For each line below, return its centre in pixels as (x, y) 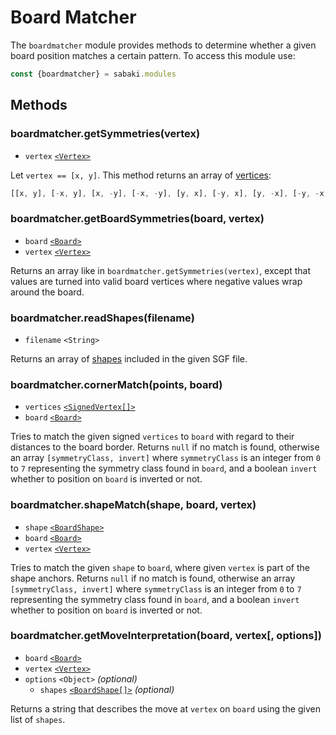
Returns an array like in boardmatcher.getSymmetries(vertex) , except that (161, 270)
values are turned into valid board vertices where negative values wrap (156, 281)
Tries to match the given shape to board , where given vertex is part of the (160, 567)
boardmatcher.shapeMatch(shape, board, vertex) (133, 505)
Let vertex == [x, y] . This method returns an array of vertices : (141, 175)
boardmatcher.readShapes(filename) (102, 318)
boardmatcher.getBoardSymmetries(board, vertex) (137, 219)
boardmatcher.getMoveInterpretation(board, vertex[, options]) (166, 636)
